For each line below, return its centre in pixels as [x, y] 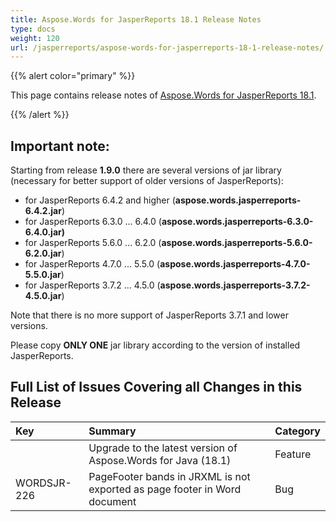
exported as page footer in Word [165, 489]
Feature [293, 454]
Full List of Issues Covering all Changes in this [156, 387]
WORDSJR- [43, 483]
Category [297, 431]
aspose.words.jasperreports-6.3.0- [237, 222]
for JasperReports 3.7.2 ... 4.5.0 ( [92, 285]
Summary [112, 431]
